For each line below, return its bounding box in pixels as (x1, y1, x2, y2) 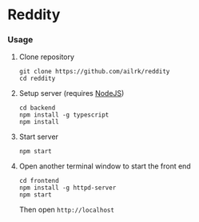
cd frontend (18, 177, 59, 185)
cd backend (18, 104, 56, 113)
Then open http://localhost (18, 205, 115, 215)
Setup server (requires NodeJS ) (18, 89, 125, 98)
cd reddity (18, 74, 56, 83)
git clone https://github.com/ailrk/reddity (18, 68, 170, 76)
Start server (18, 132, 59, 141)
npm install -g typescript (18, 111, 109, 119)
